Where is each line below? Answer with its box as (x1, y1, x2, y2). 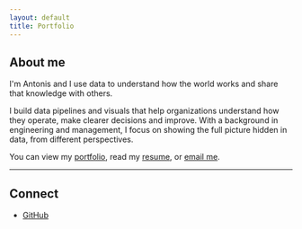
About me (9, 55, 66, 70)
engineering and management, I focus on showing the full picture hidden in (9, 125, 288, 136)
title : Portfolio (9, 22, 75, 31)
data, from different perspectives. (9, 134, 134, 145)
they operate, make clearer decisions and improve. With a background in (9, 115, 279, 126)
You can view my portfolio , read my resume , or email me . (9, 152, 220, 163)
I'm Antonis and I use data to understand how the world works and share (9, 78, 279, 90)
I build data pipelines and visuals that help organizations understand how (9, 105, 280, 117)
